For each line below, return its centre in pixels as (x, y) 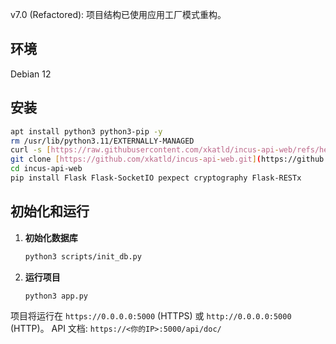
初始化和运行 (50, 211)
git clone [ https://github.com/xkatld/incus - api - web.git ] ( (136, 159)
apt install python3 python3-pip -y (86, 131)
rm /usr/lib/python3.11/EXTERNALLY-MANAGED (102, 141)
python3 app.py (56, 296)
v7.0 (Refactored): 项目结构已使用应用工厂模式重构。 (118, 14)
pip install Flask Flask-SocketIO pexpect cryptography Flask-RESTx (156, 178)
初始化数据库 (51, 237)
